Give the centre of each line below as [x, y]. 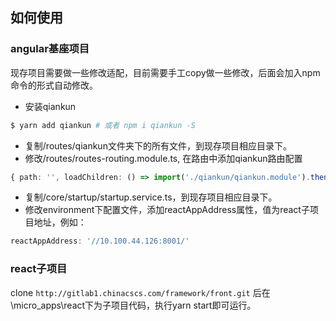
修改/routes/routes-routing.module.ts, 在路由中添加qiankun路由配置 [163, 158]
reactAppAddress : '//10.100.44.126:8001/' [100, 241]
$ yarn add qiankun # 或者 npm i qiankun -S [103, 125]
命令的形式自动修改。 [54, 85]
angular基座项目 [50, 49]
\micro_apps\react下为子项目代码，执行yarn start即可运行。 [133, 305]
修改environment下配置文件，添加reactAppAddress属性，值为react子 [167, 210]
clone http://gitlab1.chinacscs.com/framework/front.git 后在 [140, 292]
